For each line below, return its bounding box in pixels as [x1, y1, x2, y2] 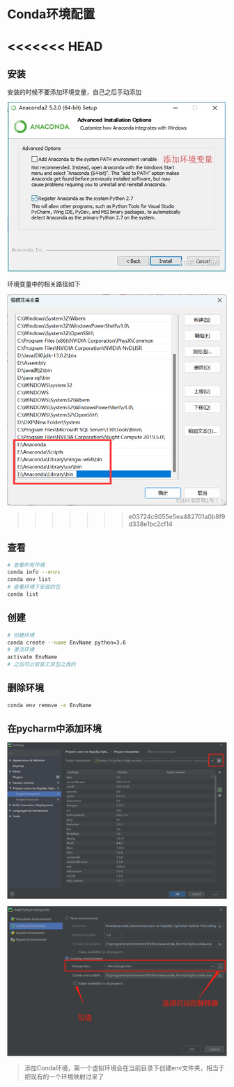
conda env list [7, 576, 52, 583]
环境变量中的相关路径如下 [7, 280, 81, 288]
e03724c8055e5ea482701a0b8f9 [128, 512, 226, 521]
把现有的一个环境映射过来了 [24, 1072, 104, 1081]
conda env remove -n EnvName [7, 702, 92, 709]
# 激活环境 [7, 646, 35, 654]
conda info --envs [7, 569, 61, 576]
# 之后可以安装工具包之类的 [7, 661, 77, 668]
